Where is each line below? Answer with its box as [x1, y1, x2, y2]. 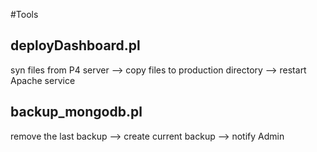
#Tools [10, 9, 39, 20]
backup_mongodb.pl [10, 104, 143, 121]
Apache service [10, 74, 76, 86]
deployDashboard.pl [10, 37, 141, 54]
